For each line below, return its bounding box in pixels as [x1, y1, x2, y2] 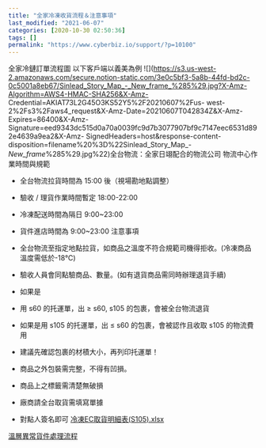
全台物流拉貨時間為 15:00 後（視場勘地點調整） [19, 176, 174, 186]
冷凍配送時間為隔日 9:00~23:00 [19, 210, 123, 219]
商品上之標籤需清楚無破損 [19, 381, 104, 390]
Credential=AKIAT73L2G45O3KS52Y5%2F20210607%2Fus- [8, 98, 205, 108]
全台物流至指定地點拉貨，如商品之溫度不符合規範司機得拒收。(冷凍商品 [19, 243, 252, 253]
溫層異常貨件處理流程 [8, 431, 78, 441]
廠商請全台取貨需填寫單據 [19, 397, 104, 408]
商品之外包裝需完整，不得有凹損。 [19, 364, 131, 374]
